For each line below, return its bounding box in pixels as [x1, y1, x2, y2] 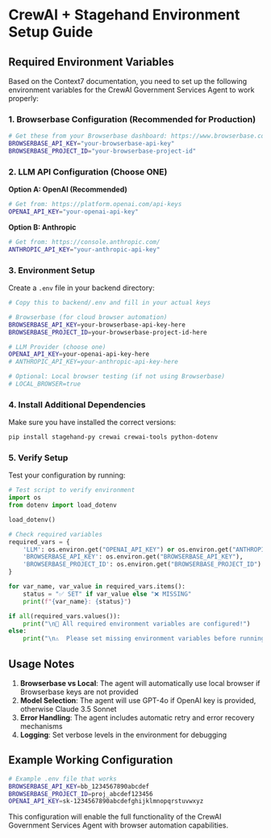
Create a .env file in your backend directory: [8, 283, 155, 293]
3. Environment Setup [8, 264, 95, 276]
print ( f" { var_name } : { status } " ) [23, 597, 131, 605]
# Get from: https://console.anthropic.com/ [8, 238, 161, 246]
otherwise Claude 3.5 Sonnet [19, 705, 117, 714]
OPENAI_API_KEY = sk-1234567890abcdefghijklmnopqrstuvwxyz [8, 798, 204, 806]
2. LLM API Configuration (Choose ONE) [8, 166, 168, 177]
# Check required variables [8, 530, 103, 538]
